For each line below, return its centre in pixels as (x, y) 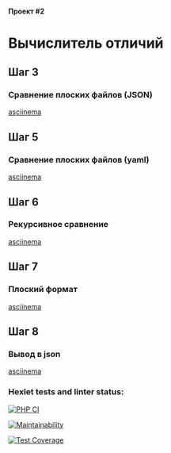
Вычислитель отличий (86, 43)
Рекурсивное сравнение (59, 225)
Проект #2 (27, 11)
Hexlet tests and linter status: (66, 392)
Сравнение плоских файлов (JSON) (80, 95)
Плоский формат (43, 290)
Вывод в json (34, 354)
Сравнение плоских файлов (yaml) (79, 159)
